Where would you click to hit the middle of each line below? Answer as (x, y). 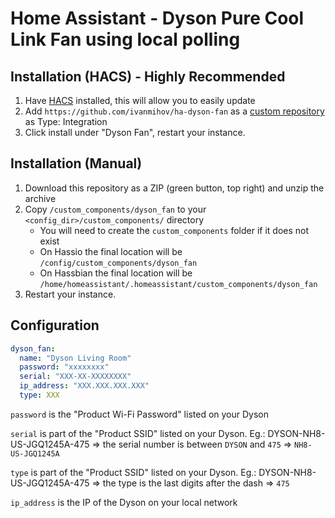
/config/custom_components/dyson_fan (118, 263)
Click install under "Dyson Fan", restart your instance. (135, 132)
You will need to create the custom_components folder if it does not (174, 230)
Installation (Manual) (76, 163)
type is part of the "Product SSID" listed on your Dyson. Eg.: (133, 472)
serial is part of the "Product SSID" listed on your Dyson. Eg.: (138, 433)
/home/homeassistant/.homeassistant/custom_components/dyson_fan (178, 284)
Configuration (55, 325)
